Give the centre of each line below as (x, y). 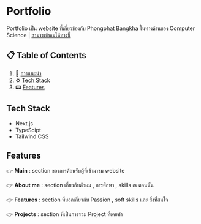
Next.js (24, 123)
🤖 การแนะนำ (28, 73)
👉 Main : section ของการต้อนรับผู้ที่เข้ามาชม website (66, 171)
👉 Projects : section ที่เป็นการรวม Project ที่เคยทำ (65, 214)
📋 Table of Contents (47, 55)
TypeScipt (28, 130)
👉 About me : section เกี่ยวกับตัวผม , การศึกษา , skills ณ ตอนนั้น (80, 185)
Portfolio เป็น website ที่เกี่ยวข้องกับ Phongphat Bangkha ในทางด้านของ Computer (100, 28)
